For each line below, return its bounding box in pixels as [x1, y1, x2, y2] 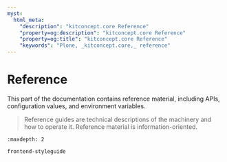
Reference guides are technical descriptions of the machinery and [23, 115, 212, 123]
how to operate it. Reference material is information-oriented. [23, 122, 198, 131]
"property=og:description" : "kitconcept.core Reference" [19, 29, 186, 37]
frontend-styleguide [7, 148, 67, 155]
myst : [7, 10, 23, 17]
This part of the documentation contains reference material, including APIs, [7, 94, 220, 103]
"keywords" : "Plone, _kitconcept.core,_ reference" [19, 42, 171, 49]
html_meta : [13, 17, 45, 23]
